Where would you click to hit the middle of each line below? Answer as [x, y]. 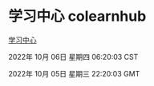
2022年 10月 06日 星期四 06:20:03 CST [73, 57]
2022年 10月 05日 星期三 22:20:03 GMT [74, 73]
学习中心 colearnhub [77, 16]
